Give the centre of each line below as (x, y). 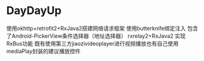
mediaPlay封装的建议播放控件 (44, 51)
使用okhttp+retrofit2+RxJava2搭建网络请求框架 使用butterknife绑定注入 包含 (102, 28)
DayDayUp (34, 11)
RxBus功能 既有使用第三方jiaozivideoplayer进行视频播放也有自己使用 (93, 43)
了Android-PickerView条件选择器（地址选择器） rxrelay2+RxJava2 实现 (96, 36)
